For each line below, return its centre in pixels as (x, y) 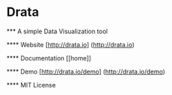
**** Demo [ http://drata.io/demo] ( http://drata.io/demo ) (86, 71)
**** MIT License (31, 85)
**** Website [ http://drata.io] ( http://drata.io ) (71, 44)
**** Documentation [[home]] (49, 58)
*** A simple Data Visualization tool (57, 31)
